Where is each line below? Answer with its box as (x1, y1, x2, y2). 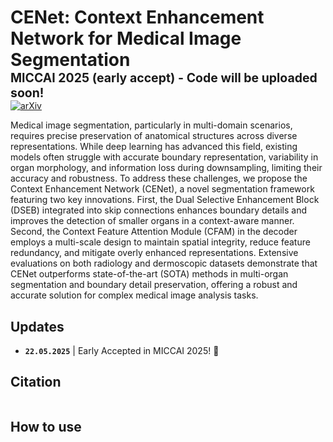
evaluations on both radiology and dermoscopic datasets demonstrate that (10, 257, 318, 270)
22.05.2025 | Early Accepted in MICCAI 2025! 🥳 (24, 345, 220, 356)
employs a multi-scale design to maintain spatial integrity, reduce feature (10, 236, 311, 248)
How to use (10, 419, 82, 436)
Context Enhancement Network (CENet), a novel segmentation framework (10, 183, 315, 195)
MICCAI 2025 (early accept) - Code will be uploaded (10, 70, 318, 86)
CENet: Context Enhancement (10, 6, 265, 29)
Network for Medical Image (10, 27, 242, 50)
